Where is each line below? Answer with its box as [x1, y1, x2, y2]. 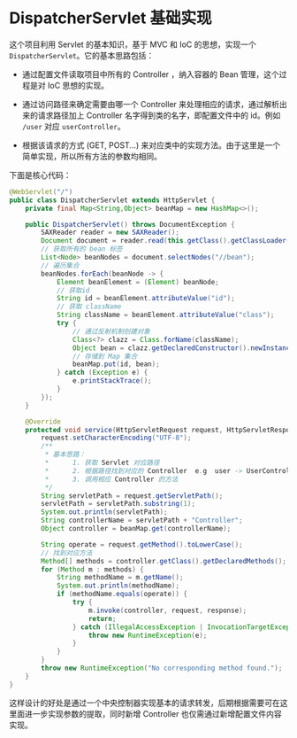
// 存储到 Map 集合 [72, 352, 138, 361]
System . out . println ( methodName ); [56, 581, 179, 590]
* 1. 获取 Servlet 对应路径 [44, 458, 160, 468]
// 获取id [56, 285, 90, 295]
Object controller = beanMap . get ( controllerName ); [41, 524, 232, 533]
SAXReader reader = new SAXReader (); [41, 228, 179, 237]
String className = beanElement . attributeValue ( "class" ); [56, 311, 275, 320]
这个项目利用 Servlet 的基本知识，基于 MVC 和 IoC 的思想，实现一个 [9, 39, 256, 50]
